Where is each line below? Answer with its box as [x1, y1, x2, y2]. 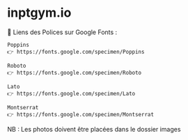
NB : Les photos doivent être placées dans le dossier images [7, 125, 181, 133]
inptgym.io [7, 5, 72, 21]
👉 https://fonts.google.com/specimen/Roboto [7, 69, 142, 76]
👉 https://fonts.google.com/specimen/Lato [7, 90, 136, 97]
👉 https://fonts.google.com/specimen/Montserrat [7, 111, 155, 118]
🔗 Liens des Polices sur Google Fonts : [7, 28, 118, 36]
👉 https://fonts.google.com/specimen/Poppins [7, 48, 145, 55]
